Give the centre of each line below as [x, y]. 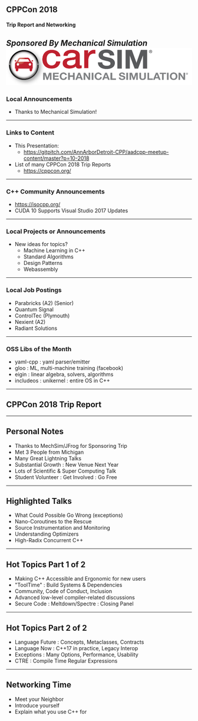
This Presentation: [37, 145]
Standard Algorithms [48, 257]
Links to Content [30, 133]
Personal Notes [35, 432]
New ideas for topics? [41, 244]
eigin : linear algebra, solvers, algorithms [64, 374]
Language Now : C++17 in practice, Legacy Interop [76, 648]
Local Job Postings [34, 290]
